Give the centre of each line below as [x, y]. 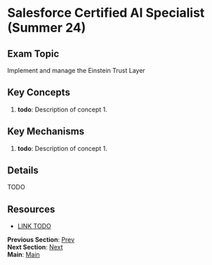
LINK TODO [34, 226]
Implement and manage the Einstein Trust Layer [76, 70]
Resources [31, 209]
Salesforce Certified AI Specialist [106, 13]
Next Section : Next [35, 247]
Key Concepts [39, 93]
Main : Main [24, 254]
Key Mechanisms [46, 131]
